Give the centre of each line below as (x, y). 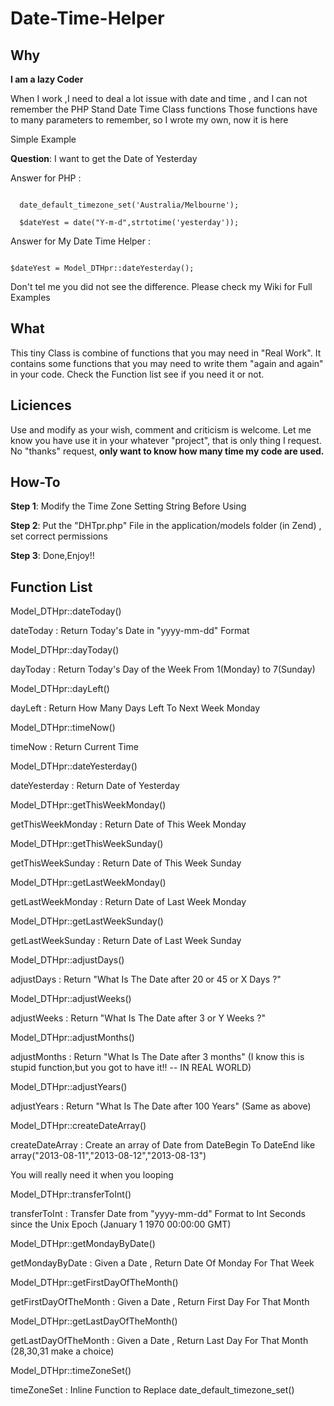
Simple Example (43, 139)
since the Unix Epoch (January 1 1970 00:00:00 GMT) (121, 1224)
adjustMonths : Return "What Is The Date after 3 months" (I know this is (157, 1057)
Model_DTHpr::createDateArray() (78, 1126)
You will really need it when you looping (92, 1175)
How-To (35, 482)
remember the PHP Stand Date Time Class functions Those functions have (164, 109)
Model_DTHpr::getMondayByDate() (83, 1244)
